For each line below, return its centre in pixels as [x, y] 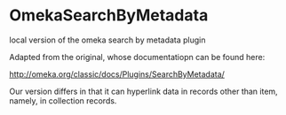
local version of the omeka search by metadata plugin [107, 40]
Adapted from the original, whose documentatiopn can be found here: [137, 57]
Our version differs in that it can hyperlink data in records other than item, [143, 91]
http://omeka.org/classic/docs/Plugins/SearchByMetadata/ [117, 74]
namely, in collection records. [63, 100]
